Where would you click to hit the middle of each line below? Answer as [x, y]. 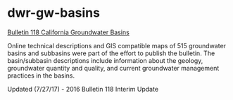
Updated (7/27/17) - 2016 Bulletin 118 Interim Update [83, 89]
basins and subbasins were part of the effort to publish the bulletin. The [111, 53]
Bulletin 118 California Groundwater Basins [69, 32]
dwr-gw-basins [54, 13]
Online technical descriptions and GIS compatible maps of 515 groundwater [117, 45]
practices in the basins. [41, 76]
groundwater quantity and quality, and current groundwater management [113, 68]
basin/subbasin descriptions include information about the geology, [105, 60]
